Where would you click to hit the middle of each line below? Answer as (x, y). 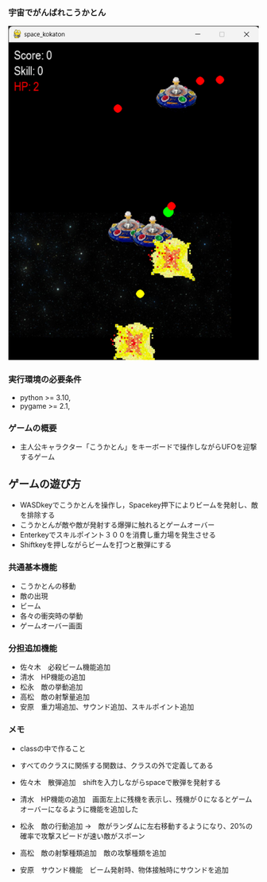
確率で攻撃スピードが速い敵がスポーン (82, 836)
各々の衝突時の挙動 (51, 616)
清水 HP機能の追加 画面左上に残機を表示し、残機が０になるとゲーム (136, 799)
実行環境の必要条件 (45, 379)
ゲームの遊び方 (45, 484)
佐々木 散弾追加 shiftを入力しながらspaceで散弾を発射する (120, 782)
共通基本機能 (33, 567)
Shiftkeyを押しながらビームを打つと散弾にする (96, 544)
